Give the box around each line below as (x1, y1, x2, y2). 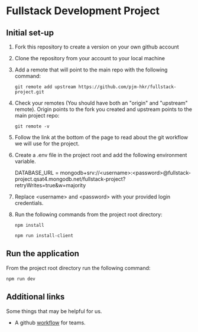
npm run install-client (14, 233, 74, 239)
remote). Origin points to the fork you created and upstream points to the (14, 106, 192, 113)
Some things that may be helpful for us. (6, 307, 102, 314)
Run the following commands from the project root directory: (14, 211, 163, 218)
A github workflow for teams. (14, 319, 86, 326)
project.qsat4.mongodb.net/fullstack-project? (14, 175, 126, 183)
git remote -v (14, 123, 50, 129)
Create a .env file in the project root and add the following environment (14, 152, 187, 158)
